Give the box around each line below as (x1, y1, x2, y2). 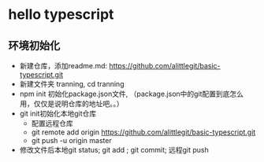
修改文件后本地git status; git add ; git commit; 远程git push (19, 145, 209, 154)
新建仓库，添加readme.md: (19, 61, 108, 70)
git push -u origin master (31, 136, 112, 145)
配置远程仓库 (31, 119, 73, 127)
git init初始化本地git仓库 (19, 109, 97, 118)
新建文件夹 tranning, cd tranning (19, 79, 125, 88)
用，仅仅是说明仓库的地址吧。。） (19, 99, 124, 108)
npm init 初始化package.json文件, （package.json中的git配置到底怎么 (19, 89, 244, 98)
